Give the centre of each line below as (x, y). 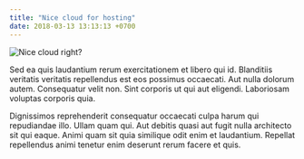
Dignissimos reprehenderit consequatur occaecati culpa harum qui (134, 116)
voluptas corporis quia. (53, 98)
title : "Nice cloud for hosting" (73, 18)
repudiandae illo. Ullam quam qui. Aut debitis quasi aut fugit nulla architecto (151, 125)
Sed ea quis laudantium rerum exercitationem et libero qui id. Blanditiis (141, 70)
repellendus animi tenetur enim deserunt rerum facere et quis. (125, 145)
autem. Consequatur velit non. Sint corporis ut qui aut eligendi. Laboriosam (150, 89)
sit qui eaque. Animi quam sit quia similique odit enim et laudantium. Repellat (152, 135)
